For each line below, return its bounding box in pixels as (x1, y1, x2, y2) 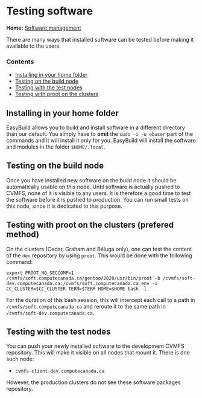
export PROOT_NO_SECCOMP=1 (6, 270, 74, 276)
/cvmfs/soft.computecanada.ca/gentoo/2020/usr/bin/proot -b (6, 275, 161, 281)
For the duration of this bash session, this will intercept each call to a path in (6, 296, 195, 303)
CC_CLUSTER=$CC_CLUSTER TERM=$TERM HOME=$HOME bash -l (6, 286, 147, 292)
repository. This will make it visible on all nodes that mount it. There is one (6, 349, 190, 356)
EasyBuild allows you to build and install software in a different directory (6, 124, 185, 131)
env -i (140, 280, 158, 286)
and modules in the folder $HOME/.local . (6, 143, 106, 150)
